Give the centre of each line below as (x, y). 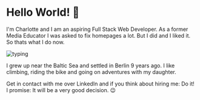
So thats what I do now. (35, 42)
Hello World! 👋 (43, 12)
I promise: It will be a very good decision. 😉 (61, 90)
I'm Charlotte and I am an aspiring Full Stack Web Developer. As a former (97, 29)
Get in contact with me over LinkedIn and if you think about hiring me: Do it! (101, 84)
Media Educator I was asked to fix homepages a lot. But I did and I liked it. (98, 35)
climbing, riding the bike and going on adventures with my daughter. (92, 72)
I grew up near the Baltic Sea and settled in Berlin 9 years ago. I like (91, 65)
